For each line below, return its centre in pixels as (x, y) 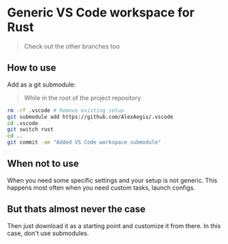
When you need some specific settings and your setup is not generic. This (112, 180)
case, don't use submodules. (48, 233)
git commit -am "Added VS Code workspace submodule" (84, 142)
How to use (32, 68)
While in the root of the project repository (82, 98)
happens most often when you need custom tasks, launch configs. (101, 188)
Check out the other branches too (72, 46)
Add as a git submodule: (42, 85)
